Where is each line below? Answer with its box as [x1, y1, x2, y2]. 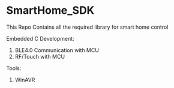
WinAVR [14, 76, 35, 83]
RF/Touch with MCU [14, 53, 65, 60]
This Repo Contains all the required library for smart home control [6, 23, 169, 31]
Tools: [6, 64, 22, 72]
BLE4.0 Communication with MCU [14, 46, 99, 54]
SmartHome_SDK [6, 4, 95, 17]
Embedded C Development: [6, 35, 74, 42]
